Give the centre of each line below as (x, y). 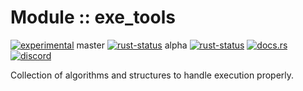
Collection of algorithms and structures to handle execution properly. (152, 75)
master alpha (132, 45)
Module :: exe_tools (93, 17)
